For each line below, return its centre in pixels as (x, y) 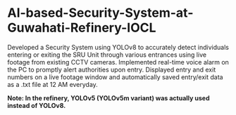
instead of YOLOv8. (37, 105)
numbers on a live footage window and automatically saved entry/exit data (115, 77)
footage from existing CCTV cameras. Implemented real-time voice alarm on (118, 62)
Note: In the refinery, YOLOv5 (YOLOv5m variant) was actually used (108, 98)
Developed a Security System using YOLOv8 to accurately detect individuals (118, 47)
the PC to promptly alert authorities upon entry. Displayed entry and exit (112, 69)
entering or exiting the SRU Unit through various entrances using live (107, 55)
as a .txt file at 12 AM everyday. (53, 84)
